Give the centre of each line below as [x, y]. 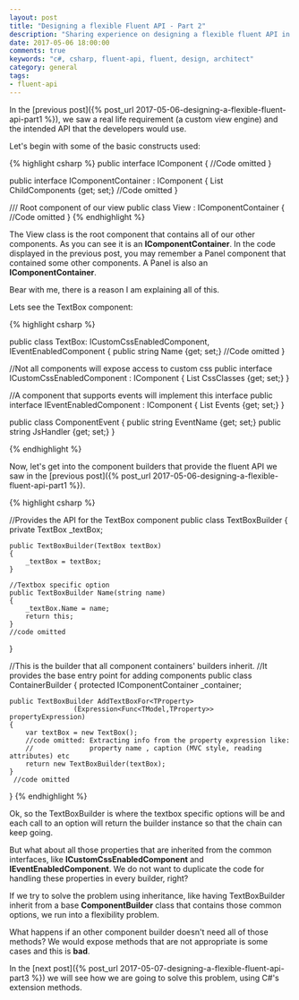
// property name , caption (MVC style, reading [144, 748]
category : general [43, 68]
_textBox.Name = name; [68, 608]
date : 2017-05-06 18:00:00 [60, 42]
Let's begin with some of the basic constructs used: [105, 146]
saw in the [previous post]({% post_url [80, 476]
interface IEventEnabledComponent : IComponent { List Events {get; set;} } [147, 404]
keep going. [31, 832]
